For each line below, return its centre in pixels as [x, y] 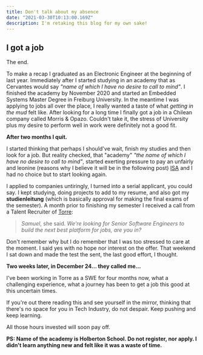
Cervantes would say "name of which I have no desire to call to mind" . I [96, 87]
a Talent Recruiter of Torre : [40, 212]
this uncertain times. [32, 291]
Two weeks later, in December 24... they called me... [74, 266]
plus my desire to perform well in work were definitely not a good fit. [92, 125]
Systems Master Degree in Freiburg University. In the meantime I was [93, 100]
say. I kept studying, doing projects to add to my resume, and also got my [98, 193]
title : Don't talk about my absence [52, 12]
